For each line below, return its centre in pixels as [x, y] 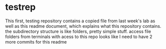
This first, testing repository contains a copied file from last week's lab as [80, 21]
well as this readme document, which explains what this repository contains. [83, 26]
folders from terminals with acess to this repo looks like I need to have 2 [79, 37]
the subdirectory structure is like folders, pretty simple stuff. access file [78, 31]
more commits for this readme [36, 42]
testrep [20, 7]
